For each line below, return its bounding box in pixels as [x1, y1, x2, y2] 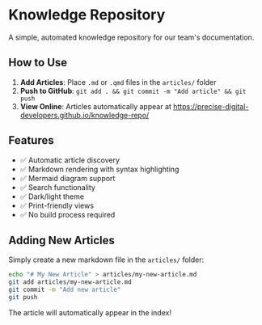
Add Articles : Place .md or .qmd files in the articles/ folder [19, 77, 217, 87]
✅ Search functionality [19, 182, 95, 192]
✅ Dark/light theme [19, 192, 85, 201]
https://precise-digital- [173, 101, 249, 111]
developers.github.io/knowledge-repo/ [19, 110, 150, 120]
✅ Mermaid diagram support [19, 173, 116, 183]
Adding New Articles [8, 233, 116, 247]
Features [8, 133, 54, 147]
